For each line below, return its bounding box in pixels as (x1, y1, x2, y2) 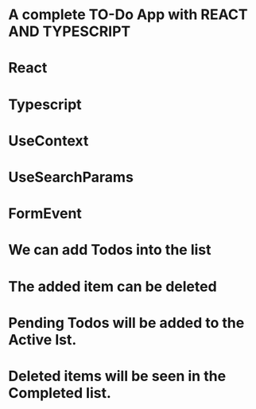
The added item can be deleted (8, 277, 217, 295)
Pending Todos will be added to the (8, 314, 245, 332)
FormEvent (8, 204, 82, 223)
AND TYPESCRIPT (8, 22, 131, 41)
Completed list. (8, 384, 111, 402)
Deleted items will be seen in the (8, 367, 227, 385)
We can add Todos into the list (8, 241, 212, 259)
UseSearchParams (8, 168, 134, 186)
